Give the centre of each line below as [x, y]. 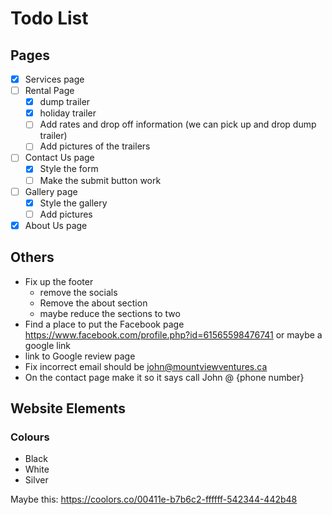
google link [47, 345]
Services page [54, 79]
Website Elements [68, 408]
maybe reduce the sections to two [110, 313]
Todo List [49, 18]
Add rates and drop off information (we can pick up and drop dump [178, 124]
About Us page [56, 225]
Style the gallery [73, 203]
